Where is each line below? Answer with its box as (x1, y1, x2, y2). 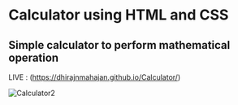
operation (8, 50, 59, 64)
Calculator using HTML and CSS (8, 6, 229, 24)
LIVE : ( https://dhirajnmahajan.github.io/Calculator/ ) (8, 72, 181, 82)
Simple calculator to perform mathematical (8, 38, 231, 52)
